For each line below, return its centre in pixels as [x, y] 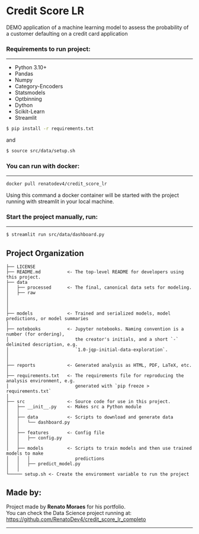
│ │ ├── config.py [34, 438]
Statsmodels [30, 92]
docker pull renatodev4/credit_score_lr [57, 184]
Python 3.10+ [31, 68]
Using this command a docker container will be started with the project [93, 195]
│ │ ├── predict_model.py [44, 464]
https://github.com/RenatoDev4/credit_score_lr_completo [76, 519]
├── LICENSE [21, 267]
